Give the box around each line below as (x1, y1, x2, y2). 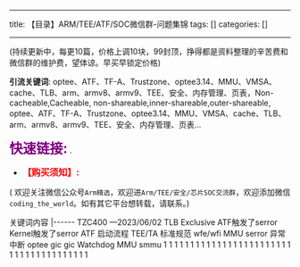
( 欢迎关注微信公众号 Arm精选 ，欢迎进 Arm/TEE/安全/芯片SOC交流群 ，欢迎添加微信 (9, 187, 291, 197)
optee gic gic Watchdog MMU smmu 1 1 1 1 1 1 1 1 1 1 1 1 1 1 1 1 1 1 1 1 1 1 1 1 (26, 239, 291, 250)
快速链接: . (9, 140, 72, 157)
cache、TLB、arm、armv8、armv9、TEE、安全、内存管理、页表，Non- (9, 88, 274, 98)
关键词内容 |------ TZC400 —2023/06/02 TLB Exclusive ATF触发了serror (9, 217, 279, 228)
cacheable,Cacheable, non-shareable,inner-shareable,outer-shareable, (9, 97, 271, 108)
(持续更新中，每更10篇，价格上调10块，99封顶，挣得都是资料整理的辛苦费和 (9, 46, 288, 56)
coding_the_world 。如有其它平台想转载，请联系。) (9, 198, 190, 208)
